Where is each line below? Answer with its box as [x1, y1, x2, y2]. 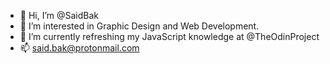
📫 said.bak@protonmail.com [19, 42, 140, 54]
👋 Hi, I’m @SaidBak [19, 10, 100, 21]
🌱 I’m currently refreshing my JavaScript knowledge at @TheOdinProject [19, 31, 320, 42]
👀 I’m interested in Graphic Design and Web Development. [19, 20, 260, 32]
